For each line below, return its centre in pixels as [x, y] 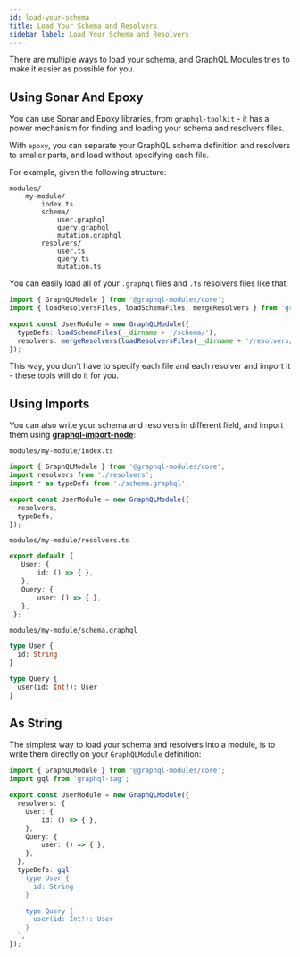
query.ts [73, 259]
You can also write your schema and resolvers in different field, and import [146, 425]
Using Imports [50, 403]
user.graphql [81, 220]
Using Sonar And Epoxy [76, 97]
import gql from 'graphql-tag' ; [69, 779]
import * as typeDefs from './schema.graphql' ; [100, 483]
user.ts [71, 251]
